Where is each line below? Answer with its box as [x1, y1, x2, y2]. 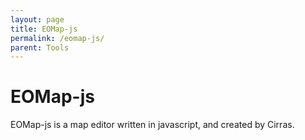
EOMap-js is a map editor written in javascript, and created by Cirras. [10, 119, 295, 131]
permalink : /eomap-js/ [10, 33, 105, 43]
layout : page [10, 14, 65, 25]
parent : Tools [10, 42, 70, 53]
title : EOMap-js [10, 24, 78, 34]
